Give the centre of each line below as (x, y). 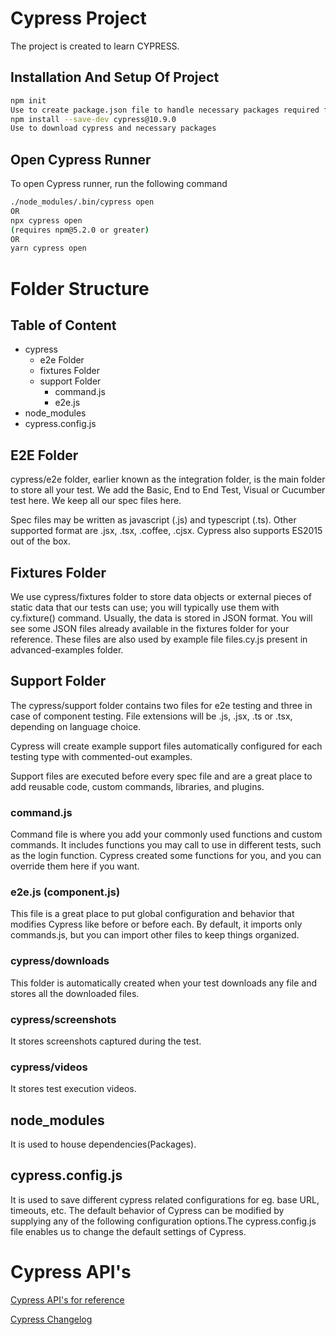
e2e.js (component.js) (65, 892)
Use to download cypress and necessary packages (113, 128)
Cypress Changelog (51, 1319)
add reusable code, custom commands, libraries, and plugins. (137, 786)
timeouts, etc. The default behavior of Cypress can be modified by (147, 1210)
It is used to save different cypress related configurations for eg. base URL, (165, 1199)
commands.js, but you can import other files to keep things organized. (155, 935)
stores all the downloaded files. (75, 993)
